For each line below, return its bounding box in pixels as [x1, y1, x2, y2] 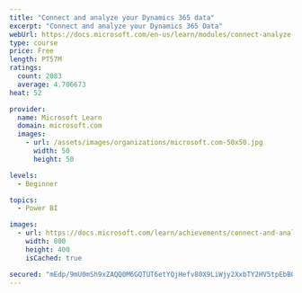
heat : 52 [9, 88, 42, 97]
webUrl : [9, 30, 39, 39]
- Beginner [17, 179, 58, 189]
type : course [9, 38, 58, 48]
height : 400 [25, 244, 70, 254]
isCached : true [25, 253, 83, 262]
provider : [9, 104, 47, 113]
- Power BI [17, 204, 58, 213]
